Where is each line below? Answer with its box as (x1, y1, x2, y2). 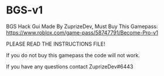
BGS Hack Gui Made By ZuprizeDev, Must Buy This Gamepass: (6, 23, 158, 30)
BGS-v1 (6, 4, 43, 17)
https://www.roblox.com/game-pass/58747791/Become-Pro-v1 (6, 29, 158, 36)
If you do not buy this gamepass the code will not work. (6, 51, 141, 58)
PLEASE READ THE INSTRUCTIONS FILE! (6, 40, 105, 47)
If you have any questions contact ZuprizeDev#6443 (6, 63, 134, 70)
